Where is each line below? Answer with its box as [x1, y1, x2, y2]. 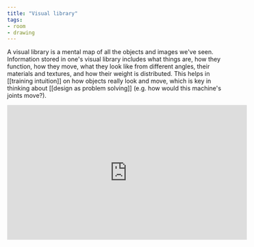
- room [7, 23, 26, 29]
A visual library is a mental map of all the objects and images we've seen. [7, 48, 214, 56]
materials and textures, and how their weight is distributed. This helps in [7, 70, 210, 78]
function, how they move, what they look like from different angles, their [7, 62, 210, 70]
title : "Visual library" [7, 10, 78, 17]
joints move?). [7, 92, 47, 100]
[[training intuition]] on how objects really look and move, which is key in [7, 77, 212, 86]
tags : [7, 16, 23, 23]
